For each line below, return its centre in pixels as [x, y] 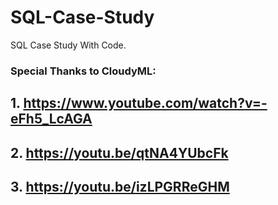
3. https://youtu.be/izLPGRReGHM [120, 187]
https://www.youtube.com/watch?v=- [145, 103]
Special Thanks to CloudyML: [83, 71]
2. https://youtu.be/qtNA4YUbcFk [119, 152]
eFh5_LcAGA [51, 119]
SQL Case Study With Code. [68, 45]
